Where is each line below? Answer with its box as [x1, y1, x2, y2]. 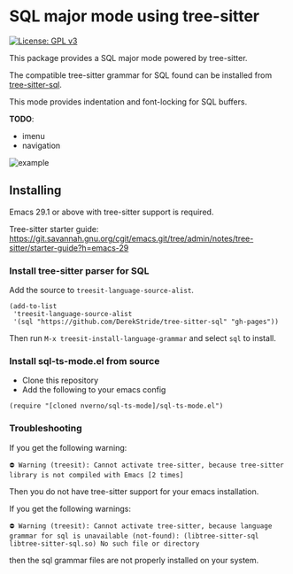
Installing [9, 183, 62, 198]
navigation [21, 140, 61, 151]
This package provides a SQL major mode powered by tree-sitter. [9, 52, 248, 63]
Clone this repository [21, 375, 99, 386]
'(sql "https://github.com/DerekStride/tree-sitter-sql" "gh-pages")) [12, 317, 279, 327]
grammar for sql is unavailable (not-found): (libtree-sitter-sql [9, 531, 259, 540]
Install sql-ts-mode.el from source [9, 354, 160, 367]
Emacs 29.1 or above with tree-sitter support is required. [9, 206, 214, 217]
